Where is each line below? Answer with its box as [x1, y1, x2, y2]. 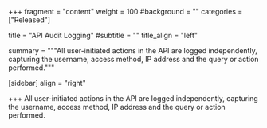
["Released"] [8, 15, 50, 25]
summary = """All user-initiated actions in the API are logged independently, [8, 46, 257, 55]
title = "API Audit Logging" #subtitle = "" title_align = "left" [8, 31, 198, 40]
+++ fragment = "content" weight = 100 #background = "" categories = [8, 7, 243, 16]
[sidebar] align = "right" [8, 79, 86, 87]
